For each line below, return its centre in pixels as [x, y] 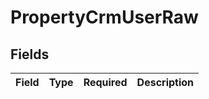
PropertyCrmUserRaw [104, 17]
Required [105, 82]
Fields [30, 54]
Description [165, 82]
